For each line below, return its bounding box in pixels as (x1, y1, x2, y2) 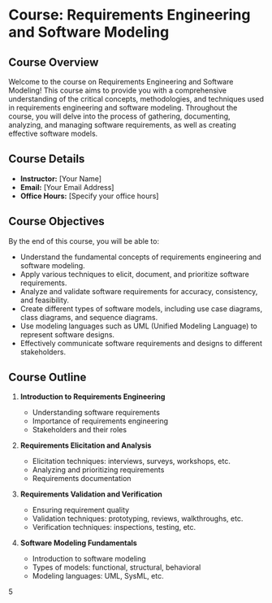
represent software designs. (19, 329, 115, 339)
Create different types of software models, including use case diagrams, (19, 303, 263, 314)
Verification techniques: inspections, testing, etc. (32, 523, 196, 532)
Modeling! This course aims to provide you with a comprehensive (8, 85, 227, 95)
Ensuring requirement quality (32, 505, 130, 515)
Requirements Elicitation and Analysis (19, 440, 152, 450)
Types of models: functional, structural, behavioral (32, 562, 201, 572)
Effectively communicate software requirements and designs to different (19, 338, 262, 348)
